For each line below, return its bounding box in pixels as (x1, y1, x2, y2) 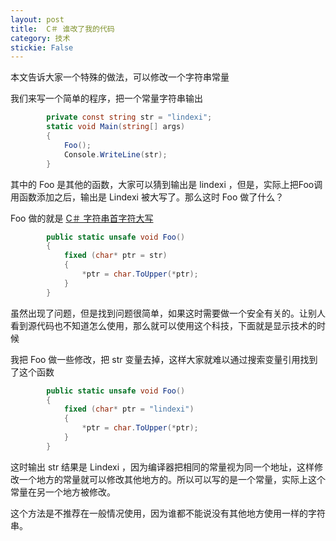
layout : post (10, 14, 65, 25)
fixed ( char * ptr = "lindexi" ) (63, 404, 195, 415)
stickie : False (10, 42, 74, 53)
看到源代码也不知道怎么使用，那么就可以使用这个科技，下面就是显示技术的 (10, 319, 317, 331)
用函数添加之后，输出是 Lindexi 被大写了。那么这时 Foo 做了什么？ (10, 191, 285, 203)
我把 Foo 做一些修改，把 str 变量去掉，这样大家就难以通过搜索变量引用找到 (10, 353, 318, 365)
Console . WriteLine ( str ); (63, 149, 168, 160)
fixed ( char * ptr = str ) (63, 251, 168, 261)
